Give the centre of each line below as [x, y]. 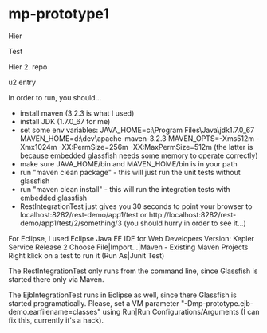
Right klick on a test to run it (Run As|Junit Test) [86, 255]
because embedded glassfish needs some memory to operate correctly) [139, 155]
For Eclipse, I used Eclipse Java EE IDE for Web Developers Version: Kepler [132, 238]
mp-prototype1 [59, 14]
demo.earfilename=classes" [55, 311]
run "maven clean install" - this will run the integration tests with [125, 189]
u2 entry [22, 82]
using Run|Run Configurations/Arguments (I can [181, 311]
